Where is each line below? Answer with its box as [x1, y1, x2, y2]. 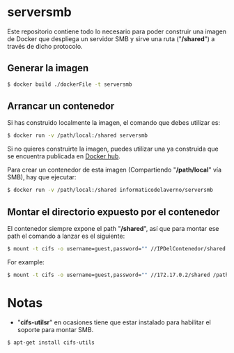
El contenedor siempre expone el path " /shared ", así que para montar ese [7, 225, 219, 232]
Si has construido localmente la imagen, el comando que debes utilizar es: [7, 119, 221, 127]
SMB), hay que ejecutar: [7, 173, 77, 181]
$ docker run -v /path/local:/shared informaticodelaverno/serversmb [7, 186, 214, 194]
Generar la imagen [7, 62, 89, 74]
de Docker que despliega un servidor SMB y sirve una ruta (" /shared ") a [7, 34, 215, 43]
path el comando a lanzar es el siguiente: [7, 232, 125, 240]
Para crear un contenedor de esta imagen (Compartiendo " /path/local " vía [7, 165, 221, 174]
